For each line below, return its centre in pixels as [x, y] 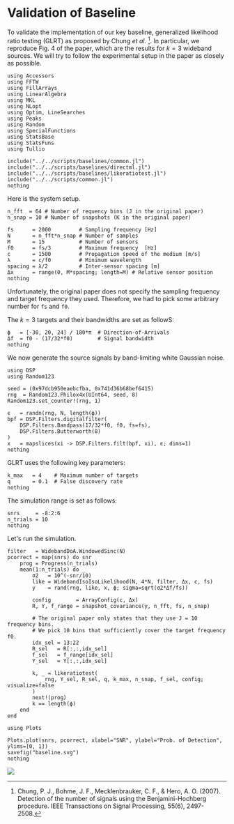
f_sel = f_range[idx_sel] [73, 655]
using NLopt [24, 106]
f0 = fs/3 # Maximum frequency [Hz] [82, 248]
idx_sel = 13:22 [56, 643]
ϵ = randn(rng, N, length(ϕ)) [54, 413]
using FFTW [23, 82]
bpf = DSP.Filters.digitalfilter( [57, 419]
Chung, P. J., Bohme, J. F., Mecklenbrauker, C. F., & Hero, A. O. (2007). [119, 791]
